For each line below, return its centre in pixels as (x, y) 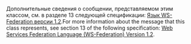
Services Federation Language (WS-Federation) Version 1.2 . (80, 34)
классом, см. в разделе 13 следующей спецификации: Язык (83, 15)
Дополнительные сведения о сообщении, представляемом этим (90, 9)
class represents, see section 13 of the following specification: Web (89, 28)
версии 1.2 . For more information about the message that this (109, 21)
